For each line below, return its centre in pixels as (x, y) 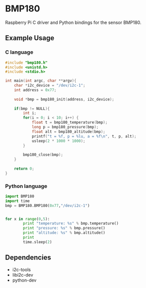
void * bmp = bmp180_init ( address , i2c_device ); (64, 99)
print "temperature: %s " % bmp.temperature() (71, 224)
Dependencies (28, 257)
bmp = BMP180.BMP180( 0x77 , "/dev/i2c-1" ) (48, 205)
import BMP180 (20, 196)
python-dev (24, 280)
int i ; (30, 113)
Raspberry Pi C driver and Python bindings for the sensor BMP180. (73, 22)
